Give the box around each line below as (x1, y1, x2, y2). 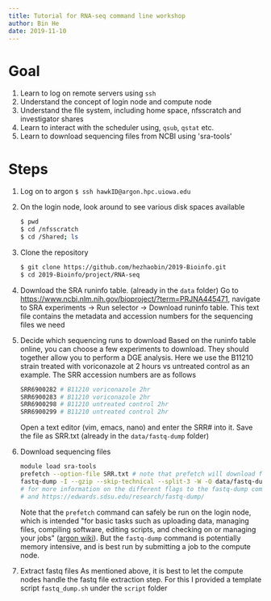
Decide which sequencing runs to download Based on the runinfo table (19, 335, 256, 345)
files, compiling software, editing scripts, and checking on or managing (19, 524, 256, 534)
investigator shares (19, 114, 84, 124)
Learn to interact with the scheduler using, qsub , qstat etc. (19, 123, 215, 133)
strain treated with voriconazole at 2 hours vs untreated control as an (19, 361, 250, 370)
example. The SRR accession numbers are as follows (19, 370, 196, 379)
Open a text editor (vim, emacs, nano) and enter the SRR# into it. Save (19, 422, 253, 433)
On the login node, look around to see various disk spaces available (19, 202, 245, 212)
